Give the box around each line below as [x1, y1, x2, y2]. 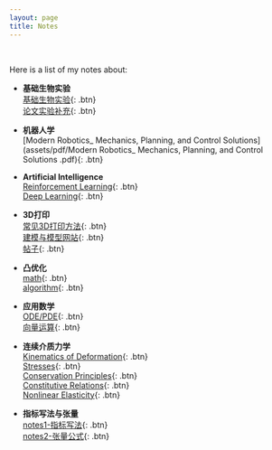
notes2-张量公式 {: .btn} [22, 430, 110, 441]
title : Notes [9, 22, 59, 31]
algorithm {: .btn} [22, 282, 84, 293]
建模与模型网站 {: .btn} [22, 231, 105, 242]
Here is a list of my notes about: [9, 64, 128, 75]
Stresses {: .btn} [22, 361, 81, 371]
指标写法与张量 [22, 408, 79, 418]
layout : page [9, 13, 59, 23]
